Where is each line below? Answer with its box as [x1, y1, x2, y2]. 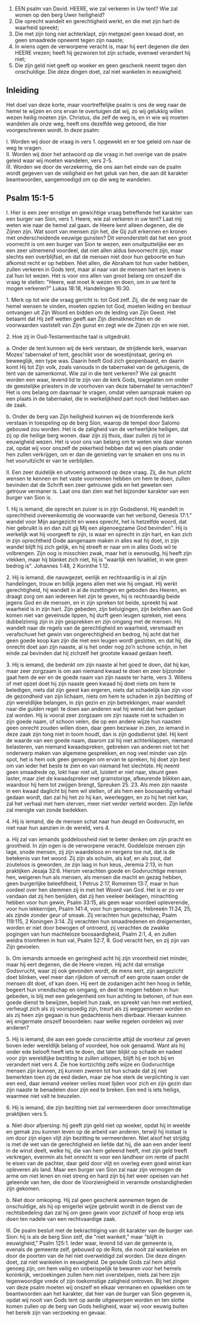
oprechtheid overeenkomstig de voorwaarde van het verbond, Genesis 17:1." [6, 511, 192, 519]
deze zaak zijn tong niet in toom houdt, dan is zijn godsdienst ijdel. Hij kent [6, 731, 188, 738]
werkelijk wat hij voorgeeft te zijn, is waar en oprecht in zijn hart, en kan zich [6, 530, 192, 537]
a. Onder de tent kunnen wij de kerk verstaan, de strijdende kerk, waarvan [6, 344, 187, 351]
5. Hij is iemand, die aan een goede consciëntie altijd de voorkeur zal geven [6, 1035, 191, 1043]
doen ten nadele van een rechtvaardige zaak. [6, 1215, 117, 1222]
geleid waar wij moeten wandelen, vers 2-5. [6, 157, 113, 164]
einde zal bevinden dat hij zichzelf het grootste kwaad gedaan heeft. [6, 649, 174, 656]
